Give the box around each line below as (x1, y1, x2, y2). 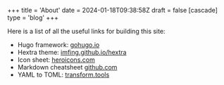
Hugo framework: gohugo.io (17, 41, 100, 48)
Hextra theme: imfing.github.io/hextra (17, 48, 127, 56)
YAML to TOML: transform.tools (17, 70, 110, 79)
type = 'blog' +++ (7, 13, 58, 22)
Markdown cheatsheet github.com (17, 63, 118, 71)
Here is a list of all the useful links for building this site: (7, 27, 166, 35)
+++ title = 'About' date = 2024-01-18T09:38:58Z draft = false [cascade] (7, 6, 218, 14)
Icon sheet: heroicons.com (17, 55, 95, 64)
